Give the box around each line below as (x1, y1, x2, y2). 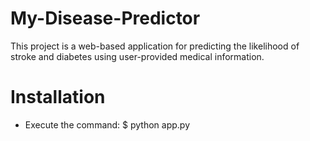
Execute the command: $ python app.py (24, 118, 191, 131)
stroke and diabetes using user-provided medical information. (10, 50, 265, 62)
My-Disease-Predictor (10, 7, 201, 30)
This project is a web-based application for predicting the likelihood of (10, 40, 300, 52)
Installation (10, 86, 106, 109)
